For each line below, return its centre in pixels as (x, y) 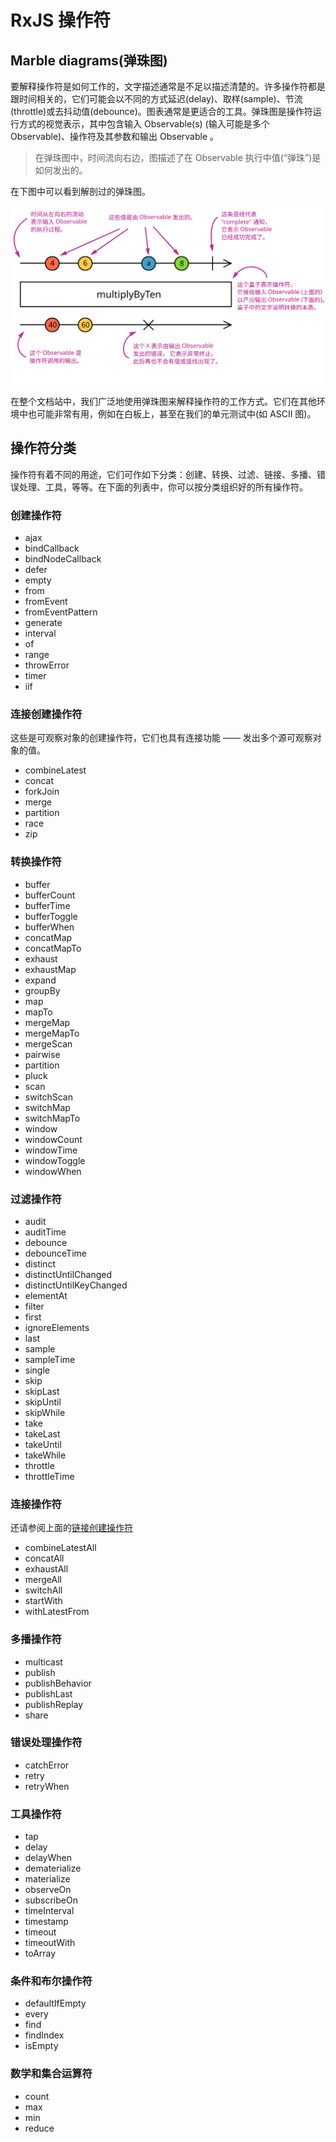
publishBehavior (58, 1683)
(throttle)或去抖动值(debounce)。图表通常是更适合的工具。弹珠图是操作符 (161, 111)
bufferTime (47, 905)
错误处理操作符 (46, 1743)
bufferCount (50, 895)
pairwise (42, 1054)
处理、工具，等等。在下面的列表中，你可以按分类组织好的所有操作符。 (163, 487)
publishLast (48, 1693)
